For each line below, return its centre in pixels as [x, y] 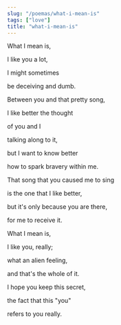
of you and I [24, 127]
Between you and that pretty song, [56, 100]
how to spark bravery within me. [53, 167]
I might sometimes [33, 73]
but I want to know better [43, 154]
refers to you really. [35, 314]
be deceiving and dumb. [42, 86]
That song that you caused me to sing [61, 180]
